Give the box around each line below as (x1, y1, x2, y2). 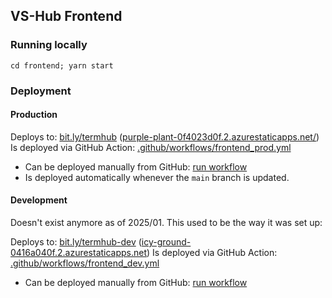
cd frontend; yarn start (10, 60, 114, 71)
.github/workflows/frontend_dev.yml (10, 257, 160, 269)
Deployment (10, 84, 72, 98)
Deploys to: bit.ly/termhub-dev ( (10, 236, 142, 248)
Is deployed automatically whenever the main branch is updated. (24, 171, 290, 183)
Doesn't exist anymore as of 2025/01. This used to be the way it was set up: (10, 217, 323, 229)
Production (10, 109, 58, 121)
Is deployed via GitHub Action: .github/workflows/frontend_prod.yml (10, 141, 292, 153)
